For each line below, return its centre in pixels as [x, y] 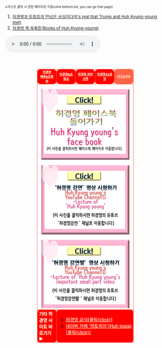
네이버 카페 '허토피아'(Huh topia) [99, 326]
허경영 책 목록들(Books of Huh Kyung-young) [55, 28]
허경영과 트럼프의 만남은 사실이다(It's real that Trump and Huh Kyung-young [85, 17]
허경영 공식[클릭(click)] [89, 320]
